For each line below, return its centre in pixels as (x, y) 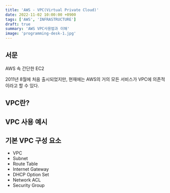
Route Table (25, 164)
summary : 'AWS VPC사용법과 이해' (37, 29)
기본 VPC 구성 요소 (33, 141)
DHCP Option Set (31, 175)
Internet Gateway (31, 169)
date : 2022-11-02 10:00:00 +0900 (41, 15)
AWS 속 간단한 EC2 (25, 68)
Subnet (20, 159)
